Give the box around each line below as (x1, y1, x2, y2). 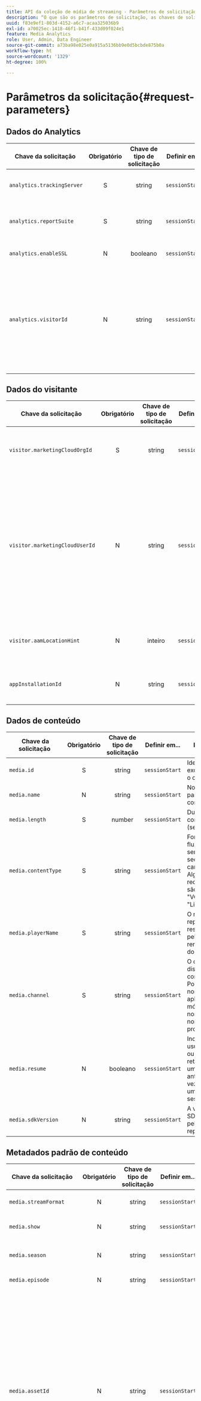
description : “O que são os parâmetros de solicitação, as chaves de (6, 14, 184, 20)
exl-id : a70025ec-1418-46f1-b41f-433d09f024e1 (6, 25, 124, 32)
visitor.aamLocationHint (9, 637, 80, 644)
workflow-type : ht (6, 48, 52, 54)
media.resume (9, 1065, 47, 1072)
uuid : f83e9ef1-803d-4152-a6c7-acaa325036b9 (6, 20, 119, 26)
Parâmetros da (6, 90, 81, 104)
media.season (9, 1252, 47, 1258)
